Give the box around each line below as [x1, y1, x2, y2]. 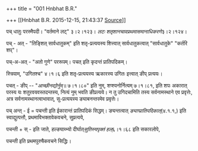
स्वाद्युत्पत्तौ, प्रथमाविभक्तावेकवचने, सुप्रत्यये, [6, 114, 85, 121]
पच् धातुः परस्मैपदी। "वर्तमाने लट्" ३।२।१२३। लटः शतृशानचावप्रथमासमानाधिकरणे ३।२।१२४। [6, 28, 187, 35]
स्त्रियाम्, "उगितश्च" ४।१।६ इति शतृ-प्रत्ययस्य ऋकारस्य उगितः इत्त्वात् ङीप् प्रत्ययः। [6, 70, 163, 77]
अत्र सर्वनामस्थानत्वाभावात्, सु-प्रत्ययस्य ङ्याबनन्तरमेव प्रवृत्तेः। [6, 95, 120, 102]
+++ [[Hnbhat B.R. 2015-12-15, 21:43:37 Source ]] [6, 17, 126, 23]
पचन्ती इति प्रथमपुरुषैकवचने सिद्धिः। [6, 137, 72, 144]
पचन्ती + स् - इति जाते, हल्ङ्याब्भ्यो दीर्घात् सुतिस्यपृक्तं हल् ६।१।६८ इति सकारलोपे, [6, 126, 161, 133]
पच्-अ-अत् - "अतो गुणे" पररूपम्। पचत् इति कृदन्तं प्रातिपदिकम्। [6, 59, 128, 65]
